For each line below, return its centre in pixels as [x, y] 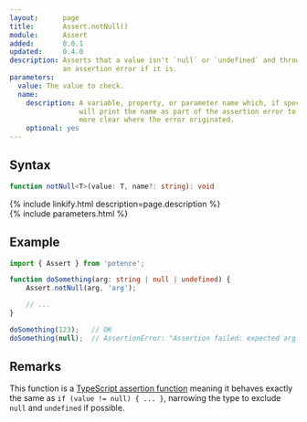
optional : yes [53, 129]
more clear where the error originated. [157, 120]
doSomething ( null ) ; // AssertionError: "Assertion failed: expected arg [153, 338]
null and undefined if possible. [67, 408]
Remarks [36, 367]
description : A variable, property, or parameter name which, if [153, 103]
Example [35, 243]
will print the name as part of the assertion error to [188, 111]
